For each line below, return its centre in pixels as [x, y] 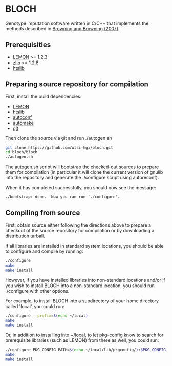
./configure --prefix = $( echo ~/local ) [47, 316]
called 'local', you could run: [35, 306]
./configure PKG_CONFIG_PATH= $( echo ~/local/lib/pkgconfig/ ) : [73, 350]
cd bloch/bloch [21, 152]
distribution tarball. [25, 236]
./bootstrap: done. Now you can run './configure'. [63, 197]
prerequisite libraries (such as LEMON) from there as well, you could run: [82, 340]
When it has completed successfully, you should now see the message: [81, 188]
